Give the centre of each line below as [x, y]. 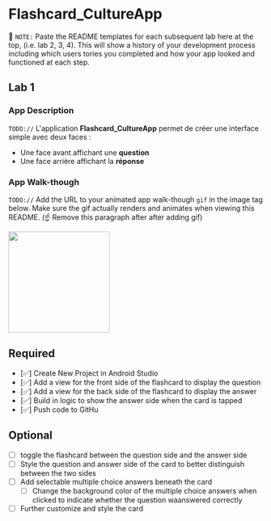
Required [32, 353]
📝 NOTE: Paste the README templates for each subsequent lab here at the [131, 36]
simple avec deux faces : [50, 137]
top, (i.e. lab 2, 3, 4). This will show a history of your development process [132, 44]
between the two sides [58, 473]
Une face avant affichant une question [85, 152]
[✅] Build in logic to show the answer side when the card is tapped [131, 400]
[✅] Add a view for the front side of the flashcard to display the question [140, 382]
